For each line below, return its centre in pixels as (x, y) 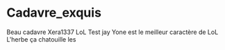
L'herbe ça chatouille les (41, 39)
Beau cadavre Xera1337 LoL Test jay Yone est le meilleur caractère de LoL (112, 32)
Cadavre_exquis (54, 13)
